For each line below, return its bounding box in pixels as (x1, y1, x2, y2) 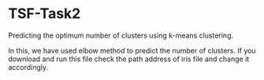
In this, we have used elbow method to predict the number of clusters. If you (8, 45, 256, 55)
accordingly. (8, 62, 49, 71)
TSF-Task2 (8, 5, 81, 23)
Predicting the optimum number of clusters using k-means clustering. (8, 31, 234, 40)
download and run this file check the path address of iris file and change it (8, 54, 250, 64)
